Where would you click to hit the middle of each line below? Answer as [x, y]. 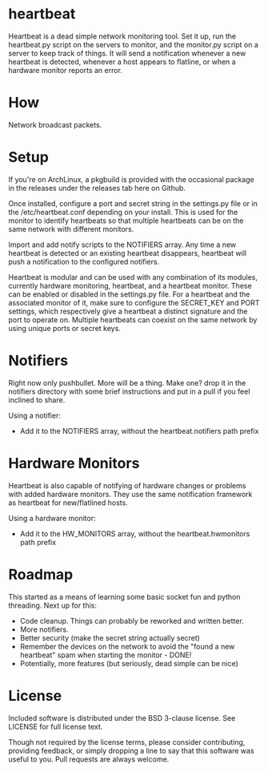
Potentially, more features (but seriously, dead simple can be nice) [129, 663]
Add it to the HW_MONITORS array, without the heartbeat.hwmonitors [135, 533]
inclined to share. [37, 400]
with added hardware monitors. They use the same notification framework [130, 494]
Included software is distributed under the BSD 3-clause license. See [122, 717]
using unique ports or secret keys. [65, 328]
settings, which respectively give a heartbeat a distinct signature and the [128, 311]
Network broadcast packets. [55, 124]
